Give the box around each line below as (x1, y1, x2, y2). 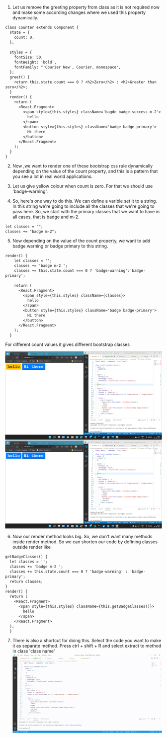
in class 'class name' (12, 648, 55, 654)
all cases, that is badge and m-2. (12, 214, 80, 220)
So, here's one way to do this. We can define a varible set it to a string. (12, 198, 158, 204)
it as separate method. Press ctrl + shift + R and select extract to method (12, 643, 162, 649)
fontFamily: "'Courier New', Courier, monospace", (14, 65, 121, 70)
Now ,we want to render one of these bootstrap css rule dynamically (12, 163, 153, 168)
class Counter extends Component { (5, 25, 79, 30)
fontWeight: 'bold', (14, 60, 57, 65)
